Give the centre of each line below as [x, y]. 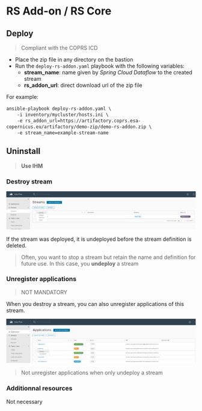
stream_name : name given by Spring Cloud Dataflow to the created [108, 72]
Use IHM [32, 166]
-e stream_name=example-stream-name [63, 133]
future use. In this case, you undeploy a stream [80, 263]
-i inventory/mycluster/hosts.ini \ [63, 115]
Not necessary [25, 401]
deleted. [17, 245]
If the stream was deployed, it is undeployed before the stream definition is [99, 239]
